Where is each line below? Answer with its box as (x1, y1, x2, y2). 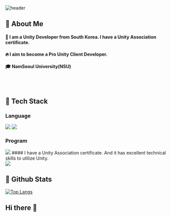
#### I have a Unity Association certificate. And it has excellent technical (11, 149, 166, 156)
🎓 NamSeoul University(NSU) (5, 63, 71, 70)
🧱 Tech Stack (5, 97, 48, 106)
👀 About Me (5, 19, 44, 28)
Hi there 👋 (5, 203, 37, 212)
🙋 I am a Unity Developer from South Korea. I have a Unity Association (5, 34, 157, 40)
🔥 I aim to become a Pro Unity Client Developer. (5, 51, 108, 57)
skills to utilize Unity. (5, 155, 49, 161)
